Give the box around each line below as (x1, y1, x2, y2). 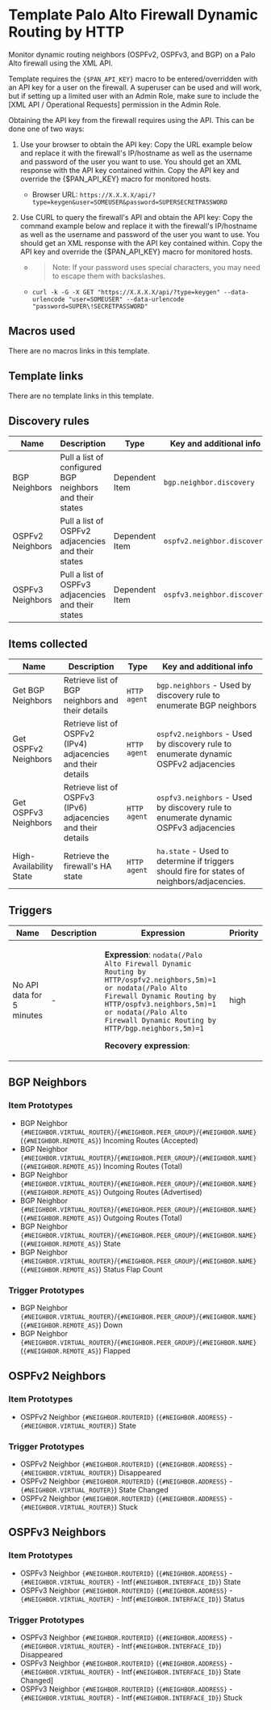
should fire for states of (156, 866, 245, 877)
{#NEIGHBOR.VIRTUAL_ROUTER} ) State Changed (19, 1484, 169, 1494)
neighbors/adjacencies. (156, 876, 246, 887)
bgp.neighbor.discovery (164, 478, 256, 487)
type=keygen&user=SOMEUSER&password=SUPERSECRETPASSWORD (31, 198, 228, 206)
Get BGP (12, 685, 45, 696)
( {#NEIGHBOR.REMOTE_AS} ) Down (19, 1320, 123, 1330)
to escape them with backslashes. (52, 271, 166, 281)
